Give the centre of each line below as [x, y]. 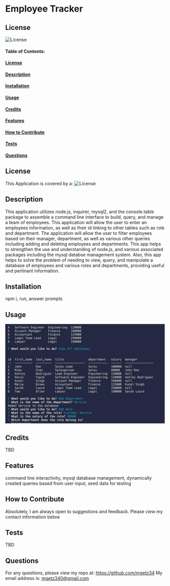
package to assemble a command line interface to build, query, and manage [84, 217]
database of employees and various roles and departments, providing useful [85, 265]
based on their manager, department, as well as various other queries [78, 238]
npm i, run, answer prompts [34, 299]
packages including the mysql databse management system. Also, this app [83, 255]
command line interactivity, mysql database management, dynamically [78, 478]
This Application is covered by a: [39, 183]
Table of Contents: [25, 51]
